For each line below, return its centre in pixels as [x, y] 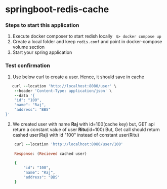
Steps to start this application [42, 25]
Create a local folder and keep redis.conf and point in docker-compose [87, 42]
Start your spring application [42, 52]
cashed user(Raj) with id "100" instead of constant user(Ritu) [76, 135]
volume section [29, 47]
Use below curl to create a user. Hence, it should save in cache [78, 77]
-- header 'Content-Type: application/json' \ [63, 91]
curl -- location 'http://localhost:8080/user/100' [69, 144]
